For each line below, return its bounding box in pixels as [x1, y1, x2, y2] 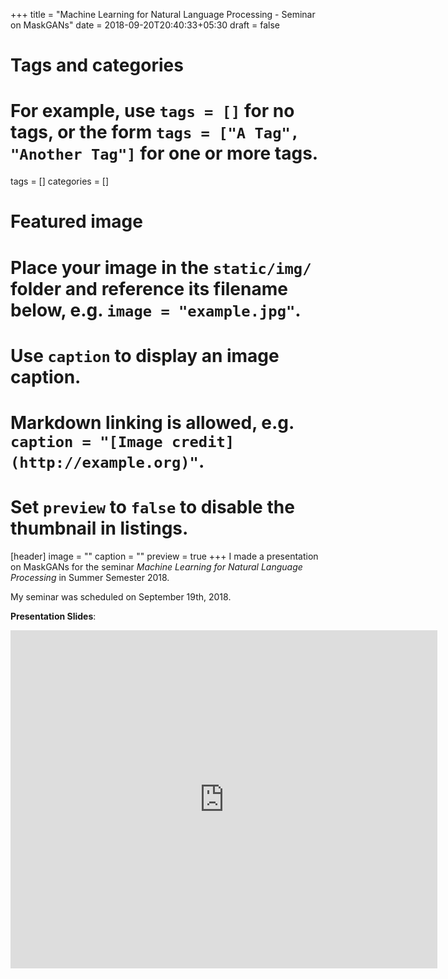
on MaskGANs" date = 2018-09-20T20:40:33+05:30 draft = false [10, 19, 280, 31]
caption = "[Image [10, 432, 163, 451]
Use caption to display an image [10, 344, 280, 367]
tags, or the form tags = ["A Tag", [10, 121, 300, 144]
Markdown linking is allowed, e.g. [10, 411, 295, 434]
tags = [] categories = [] [10, 175, 110, 188]
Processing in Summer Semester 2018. [10, 571, 170, 583]
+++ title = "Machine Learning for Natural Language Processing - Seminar [10, 9, 316, 20]
